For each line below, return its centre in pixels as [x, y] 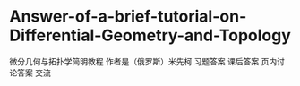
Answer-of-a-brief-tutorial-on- [128, 17]
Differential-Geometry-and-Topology [150, 35]
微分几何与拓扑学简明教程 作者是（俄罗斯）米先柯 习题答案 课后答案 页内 [143, 61]
